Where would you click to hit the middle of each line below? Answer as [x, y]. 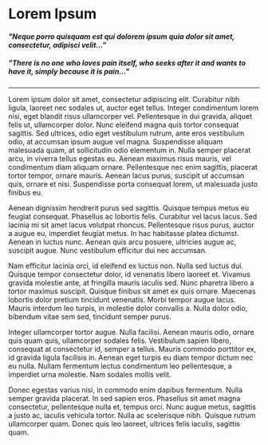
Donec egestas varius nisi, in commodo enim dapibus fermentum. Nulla [126, 390]
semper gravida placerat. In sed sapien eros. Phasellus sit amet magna [124, 398]
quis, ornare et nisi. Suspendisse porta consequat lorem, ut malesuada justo [133, 183]
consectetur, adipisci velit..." [57, 45]
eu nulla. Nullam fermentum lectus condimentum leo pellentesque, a [120, 366]
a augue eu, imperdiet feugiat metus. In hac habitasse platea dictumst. [124, 233]
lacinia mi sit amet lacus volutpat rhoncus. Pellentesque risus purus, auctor [132, 225]
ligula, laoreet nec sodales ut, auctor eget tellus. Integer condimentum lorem [134, 108]
